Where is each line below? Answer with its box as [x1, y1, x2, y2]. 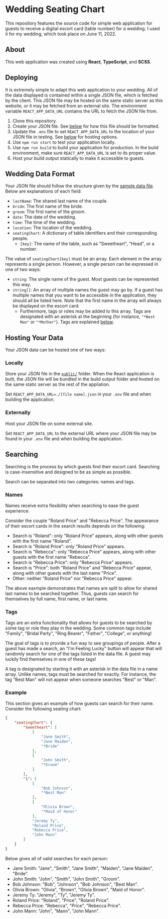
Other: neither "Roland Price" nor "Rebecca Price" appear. [12, 575, 133, 581]
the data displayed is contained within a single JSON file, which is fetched [5, 92, 158, 98]
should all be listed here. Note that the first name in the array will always [12, 297, 161, 303]
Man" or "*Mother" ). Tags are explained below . [20, 319, 114, 325]
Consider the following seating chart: [5, 706, 82, 712]
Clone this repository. [12, 118, 57, 124]
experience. [5, 507, 30, 514]
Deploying [5, 73, 38, 82]
